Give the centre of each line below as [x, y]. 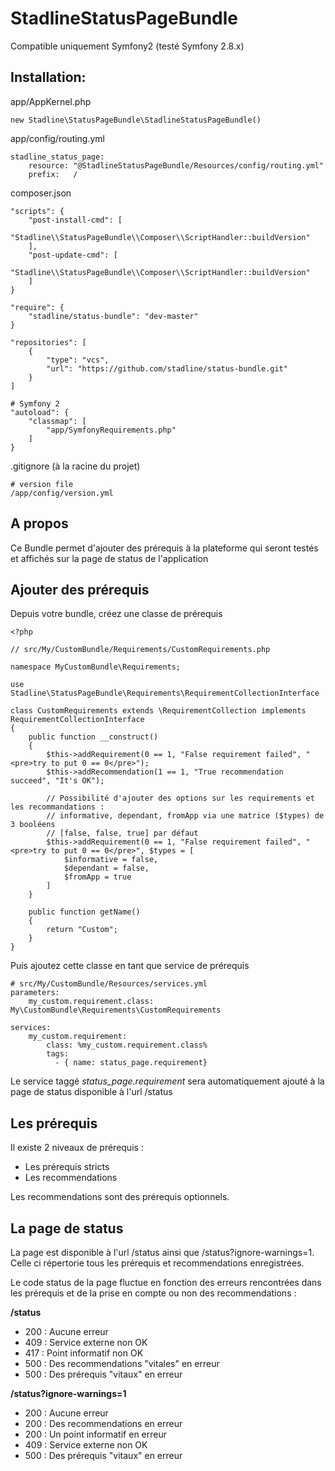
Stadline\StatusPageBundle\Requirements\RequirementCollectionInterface [165, 693]
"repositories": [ [48, 342]
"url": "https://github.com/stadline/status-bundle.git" [167, 368]
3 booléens [33, 825]
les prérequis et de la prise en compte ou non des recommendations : [153, 1293]
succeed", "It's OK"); [57, 781]
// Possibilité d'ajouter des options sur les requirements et [180, 798]
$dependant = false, [106, 868]
